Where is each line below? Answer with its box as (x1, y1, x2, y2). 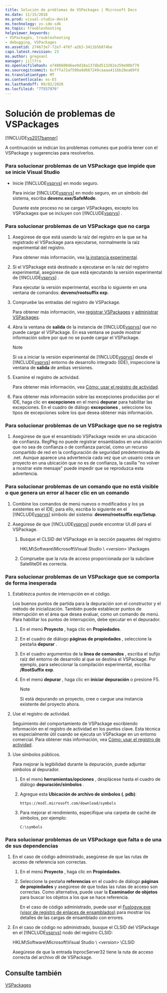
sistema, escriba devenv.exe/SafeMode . (12, 195, 97, 201)
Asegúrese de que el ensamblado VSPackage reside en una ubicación (12, 433, 157, 439)
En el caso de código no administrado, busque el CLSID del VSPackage (12, 924, 160, 930)
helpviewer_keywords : (5, 30, 50, 35)
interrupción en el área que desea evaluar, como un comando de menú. (12, 611, 160, 617)
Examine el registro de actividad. (12, 374, 80, 380)
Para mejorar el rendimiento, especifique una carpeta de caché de (19, 809, 156, 815)
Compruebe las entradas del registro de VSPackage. (12, 299, 121, 305)
